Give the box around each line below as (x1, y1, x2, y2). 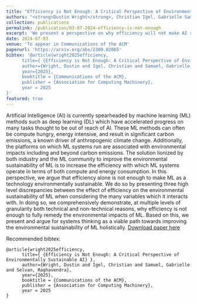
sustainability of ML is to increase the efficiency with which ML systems (6, 162, 180, 169)
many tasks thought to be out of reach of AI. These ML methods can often (6, 124, 185, 131)
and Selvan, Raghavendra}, (6, 267, 72, 273)
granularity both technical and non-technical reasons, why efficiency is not (6, 205, 188, 212)
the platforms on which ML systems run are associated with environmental (6, 143, 186, 150)
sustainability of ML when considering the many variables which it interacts (6, 193, 188, 200)
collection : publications (6, 19, 69, 25)
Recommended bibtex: (6, 235, 61, 242)
